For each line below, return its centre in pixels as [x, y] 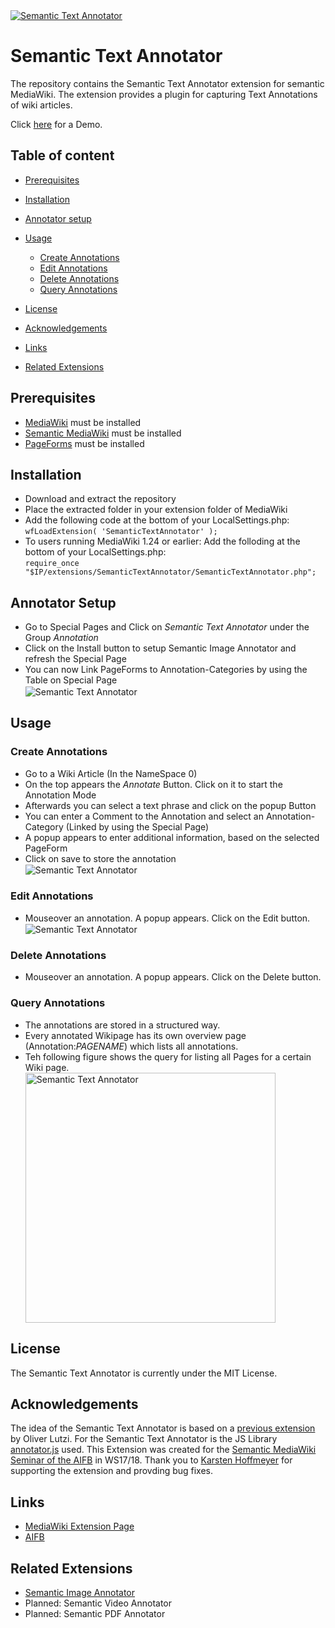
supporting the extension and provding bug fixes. [112, 1471]
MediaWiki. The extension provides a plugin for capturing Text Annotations [164, 94]
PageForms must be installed [84, 443]
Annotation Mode [60, 795]
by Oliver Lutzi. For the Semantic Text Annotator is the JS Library [144, 1439]
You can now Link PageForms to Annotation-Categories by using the [166, 670]
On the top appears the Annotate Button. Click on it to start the [153, 784]
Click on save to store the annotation [100, 858]
